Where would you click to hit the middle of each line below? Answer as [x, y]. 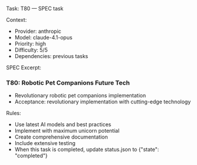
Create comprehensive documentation [61, 137]
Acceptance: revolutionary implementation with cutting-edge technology [103, 102]
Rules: [14, 113]
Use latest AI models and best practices [63, 124]
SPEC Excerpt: [24, 68]
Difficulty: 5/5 [31, 50]
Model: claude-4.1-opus [43, 37]
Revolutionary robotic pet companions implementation [80, 96]
